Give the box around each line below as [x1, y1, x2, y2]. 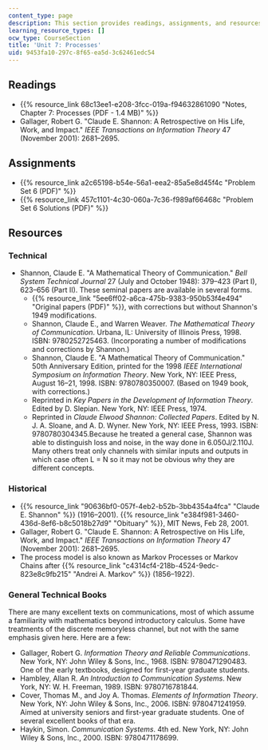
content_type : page [8, 11, 73, 20]
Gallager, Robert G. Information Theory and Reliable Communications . [19, 648, 250, 657]
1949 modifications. [31, 310, 97, 320]
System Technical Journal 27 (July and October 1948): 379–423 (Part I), [19, 277, 258, 286]
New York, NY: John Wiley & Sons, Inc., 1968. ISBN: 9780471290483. [19, 656, 247, 666]
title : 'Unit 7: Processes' [8, 41, 102, 49]
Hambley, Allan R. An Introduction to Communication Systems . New [19, 673, 242, 683]
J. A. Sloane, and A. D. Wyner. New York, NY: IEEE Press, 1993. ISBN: [31, 420, 258, 431]
